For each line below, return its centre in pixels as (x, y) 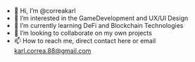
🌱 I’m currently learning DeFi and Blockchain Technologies (99, 25)
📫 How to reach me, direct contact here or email (85, 41)
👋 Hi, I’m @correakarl (45, 11)
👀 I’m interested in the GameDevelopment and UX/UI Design (101, 18)
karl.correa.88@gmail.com (52, 51)
